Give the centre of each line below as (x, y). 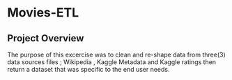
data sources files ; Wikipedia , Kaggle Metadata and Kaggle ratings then (112, 62)
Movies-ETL (43, 13)
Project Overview (46, 38)
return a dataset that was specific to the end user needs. (88, 69)
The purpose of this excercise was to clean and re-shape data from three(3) (116, 54)
